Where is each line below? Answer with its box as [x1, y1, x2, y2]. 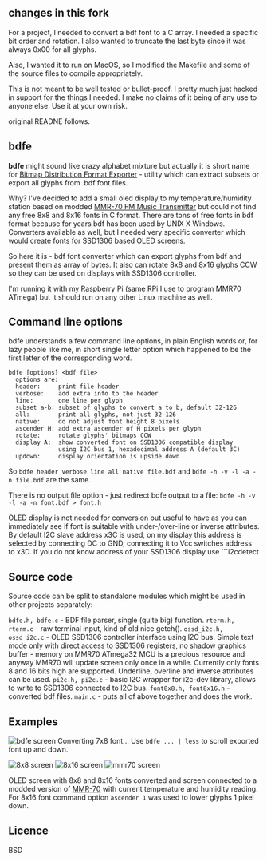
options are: [15, 375, 59, 384]
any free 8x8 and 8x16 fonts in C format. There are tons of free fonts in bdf [8, 210, 253, 220]
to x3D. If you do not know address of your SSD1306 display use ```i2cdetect [8, 547, 259, 557]
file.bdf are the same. [15, 475, 92, 485]
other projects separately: [8, 600, 93, 609]
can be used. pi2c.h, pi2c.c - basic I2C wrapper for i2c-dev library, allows [8, 675, 257, 684]
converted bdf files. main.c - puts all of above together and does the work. [8, 692, 253, 701]
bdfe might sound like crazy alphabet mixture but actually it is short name [8, 161, 250, 170]
